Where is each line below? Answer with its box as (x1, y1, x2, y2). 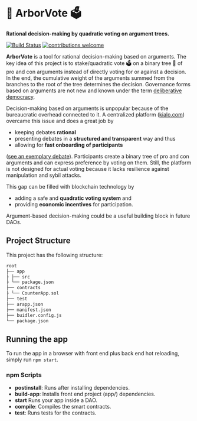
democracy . (6, 93, 35, 100)
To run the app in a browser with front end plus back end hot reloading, (6, 350, 180, 357)
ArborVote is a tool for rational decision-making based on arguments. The (6, 53, 187, 60)
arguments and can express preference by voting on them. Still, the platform (6, 159, 192, 166)
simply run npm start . (6, 356, 59, 363)
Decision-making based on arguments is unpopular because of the (6, 105, 169, 112)
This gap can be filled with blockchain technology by (6, 183, 134, 190)
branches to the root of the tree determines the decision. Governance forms (6, 80, 191, 88)
